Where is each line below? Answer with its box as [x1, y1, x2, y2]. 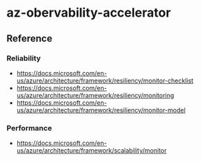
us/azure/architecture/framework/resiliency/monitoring [16, 91, 175, 99]
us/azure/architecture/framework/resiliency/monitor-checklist [16, 76, 194, 85]
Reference [6, 33, 53, 44]
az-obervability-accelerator [6, 5, 171, 21]
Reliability [6, 53, 41, 63]
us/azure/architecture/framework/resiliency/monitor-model [16, 105, 186, 114]
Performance [6, 123, 53, 133]
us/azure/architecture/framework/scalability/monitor [16, 146, 167, 155]
